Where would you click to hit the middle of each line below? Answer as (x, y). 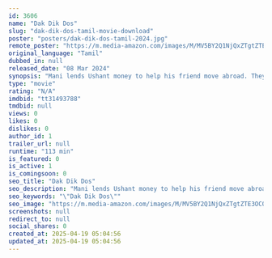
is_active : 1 (30, 167)
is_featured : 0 (34, 159)
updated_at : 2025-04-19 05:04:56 (65, 242)
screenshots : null (39, 211)
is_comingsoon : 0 (38, 174)
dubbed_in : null (36, 61)
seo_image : (27, 204)
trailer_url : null (39, 144)
